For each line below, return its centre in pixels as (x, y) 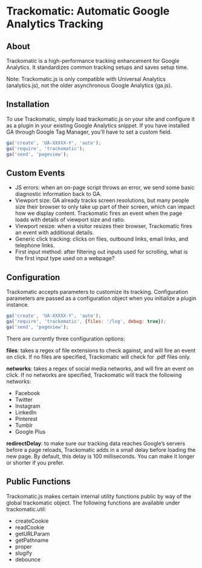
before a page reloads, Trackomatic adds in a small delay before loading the (101, 449)
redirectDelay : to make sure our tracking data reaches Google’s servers (96, 443)
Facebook (28, 393)
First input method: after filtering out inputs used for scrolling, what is (101, 252)
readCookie (29, 527)
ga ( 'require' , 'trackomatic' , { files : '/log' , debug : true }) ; (86, 321)
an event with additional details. (54, 233)
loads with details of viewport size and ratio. (70, 220)
